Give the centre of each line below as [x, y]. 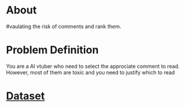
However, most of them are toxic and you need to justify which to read [90, 72]
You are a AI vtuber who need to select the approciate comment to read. [93, 66]
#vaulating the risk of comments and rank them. [64, 26]
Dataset [25, 96]
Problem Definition [53, 50]
